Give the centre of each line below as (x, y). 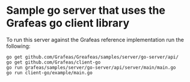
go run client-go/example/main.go (50, 72)
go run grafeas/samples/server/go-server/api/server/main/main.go (91, 67)
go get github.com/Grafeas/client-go (54, 62)
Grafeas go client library (68, 23)
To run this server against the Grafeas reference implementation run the (95, 40)
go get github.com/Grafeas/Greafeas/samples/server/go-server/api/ (93, 57)
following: (18, 46)
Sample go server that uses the (86, 10)
